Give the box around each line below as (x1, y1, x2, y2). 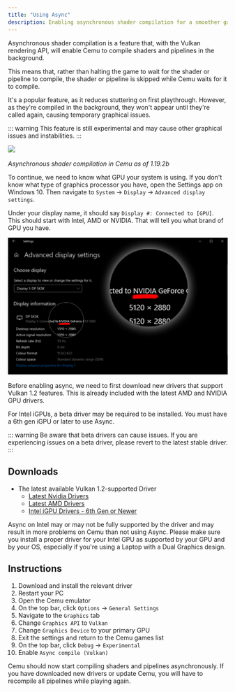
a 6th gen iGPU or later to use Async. (8, 417, 114, 426)
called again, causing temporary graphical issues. (8, 110, 151, 119)
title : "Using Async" (8, 11, 71, 18)
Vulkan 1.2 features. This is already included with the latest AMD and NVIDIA (8, 389, 227, 398)
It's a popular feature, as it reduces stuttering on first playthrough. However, (8, 95, 227, 104)
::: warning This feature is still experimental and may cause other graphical (8, 124, 222, 132)
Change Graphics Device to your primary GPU (17, 626, 151, 634)
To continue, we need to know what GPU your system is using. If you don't (8, 173, 222, 181)
